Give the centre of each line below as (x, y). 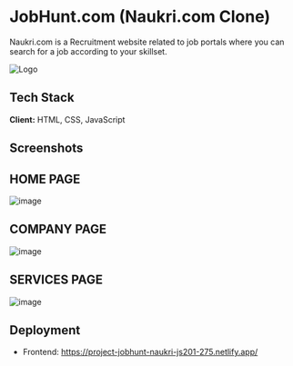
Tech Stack (42, 98)
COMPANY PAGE (58, 229)
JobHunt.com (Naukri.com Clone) (140, 17)
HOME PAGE (45, 179)
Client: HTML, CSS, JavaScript (67, 119)
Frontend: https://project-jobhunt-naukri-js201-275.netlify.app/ (140, 352)
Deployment (45, 330)
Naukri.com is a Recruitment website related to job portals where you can (147, 42)
